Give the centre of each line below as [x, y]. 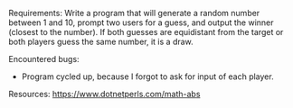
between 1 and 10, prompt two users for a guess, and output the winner [141, 22]
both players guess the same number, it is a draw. [101, 41]
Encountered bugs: [44, 59]
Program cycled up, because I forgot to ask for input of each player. [147, 76]
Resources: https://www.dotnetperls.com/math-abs [104, 94]
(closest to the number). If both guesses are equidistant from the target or [146, 32]
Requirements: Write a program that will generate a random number [134, 13]
